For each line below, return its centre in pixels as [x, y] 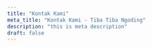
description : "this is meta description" [67, 26]
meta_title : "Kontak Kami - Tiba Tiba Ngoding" [77, 20]
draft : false [26, 33]
